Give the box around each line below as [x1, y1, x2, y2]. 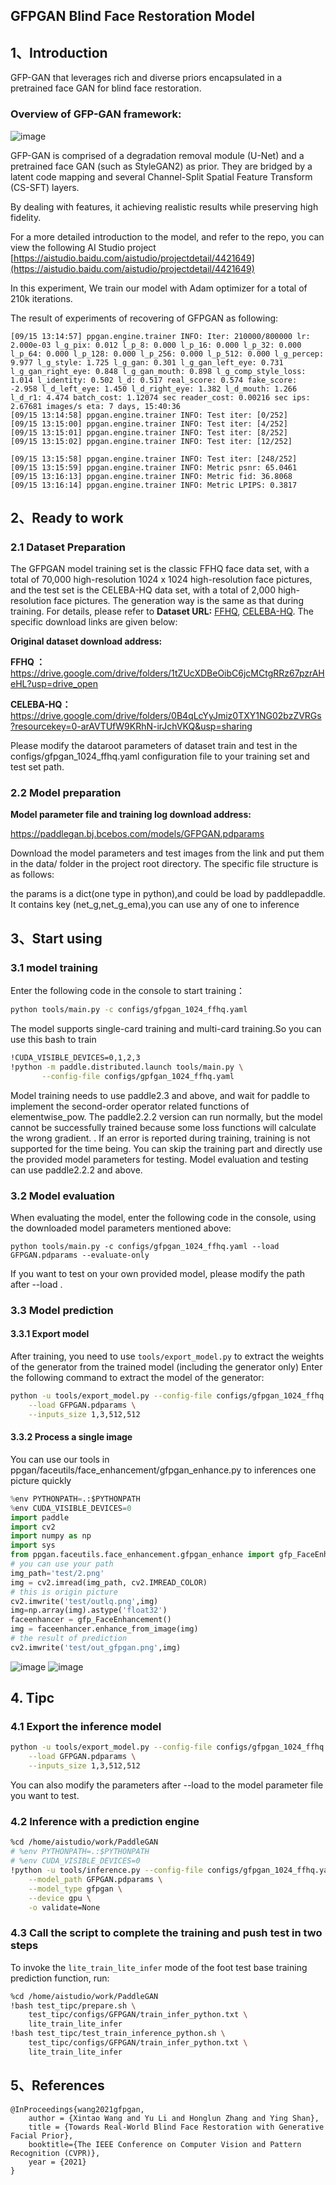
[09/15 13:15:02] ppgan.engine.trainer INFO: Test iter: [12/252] [10, 436, 293, 446]
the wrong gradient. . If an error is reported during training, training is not [10, 1132, 311, 1144]
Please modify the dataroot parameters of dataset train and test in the [10, 740, 298, 752]
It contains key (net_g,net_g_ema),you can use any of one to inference [10, 899, 300, 911]
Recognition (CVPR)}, [10, 2148, 101, 2158]
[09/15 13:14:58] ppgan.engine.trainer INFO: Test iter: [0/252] [10, 410, 288, 420]
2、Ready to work [10, 509, 124, 526]
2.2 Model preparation [10, 786, 122, 800]
